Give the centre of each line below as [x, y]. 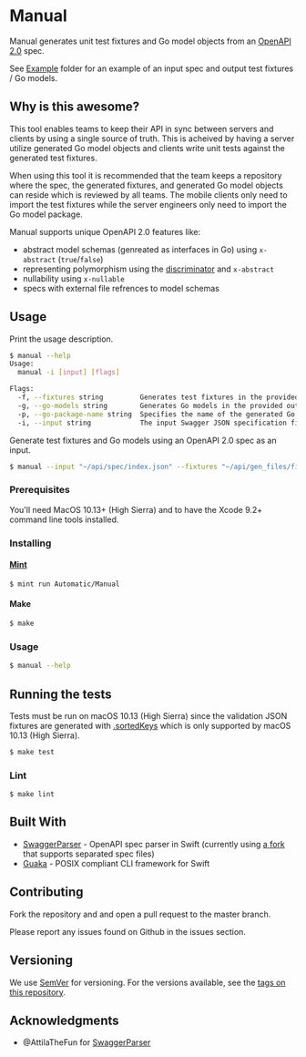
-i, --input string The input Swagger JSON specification [152, 423]
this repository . [38, 992]
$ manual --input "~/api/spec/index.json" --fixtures [114, 467]
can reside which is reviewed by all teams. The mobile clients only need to [149, 195]
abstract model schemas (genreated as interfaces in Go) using [140, 249]
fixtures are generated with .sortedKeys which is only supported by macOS [150, 725]
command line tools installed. [64, 519]
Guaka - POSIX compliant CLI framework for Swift [116, 863]
